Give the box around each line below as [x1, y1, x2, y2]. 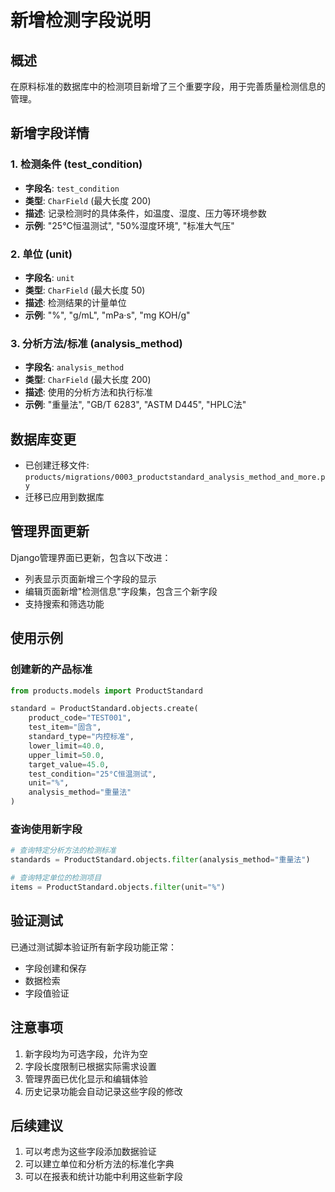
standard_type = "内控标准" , [28, 732, 135, 742]
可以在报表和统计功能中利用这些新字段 [24, 1171, 183, 1183]
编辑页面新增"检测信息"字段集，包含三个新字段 [24, 585, 218, 597]
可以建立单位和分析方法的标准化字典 [24, 1158, 175, 1170]
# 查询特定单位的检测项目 [10, 873, 102, 883]
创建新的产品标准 [10, 662, 93, 676]
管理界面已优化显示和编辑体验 [24, 1072, 148, 1085]
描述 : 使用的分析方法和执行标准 [24, 386, 153, 398]
